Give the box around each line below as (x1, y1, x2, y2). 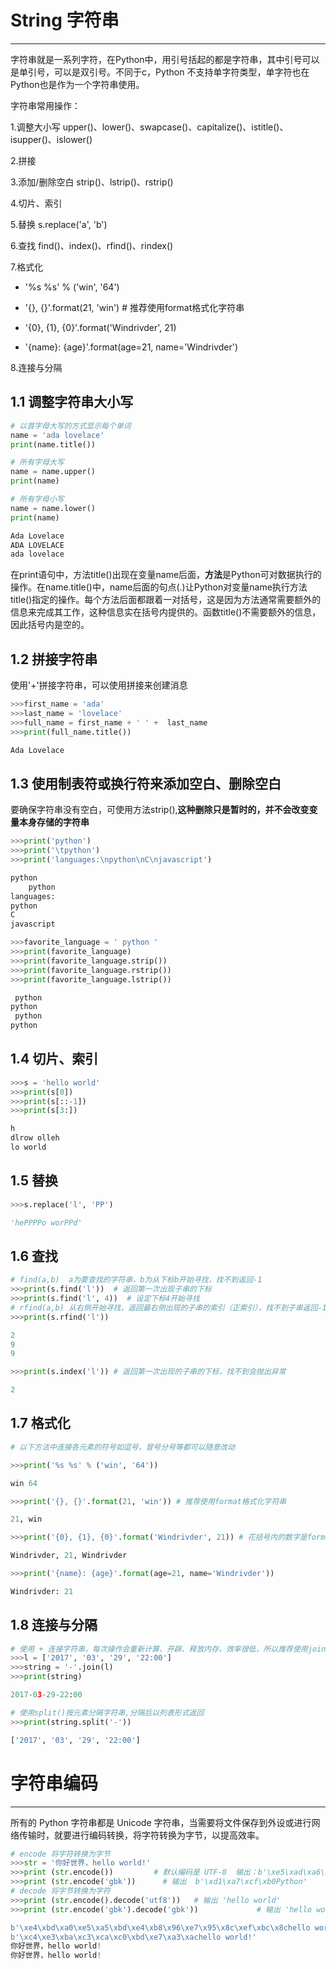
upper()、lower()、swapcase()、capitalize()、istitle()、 (62, 121, 289, 133)
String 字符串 (10, 9, 120, 32)
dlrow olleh (10, 1133, 60, 1143)
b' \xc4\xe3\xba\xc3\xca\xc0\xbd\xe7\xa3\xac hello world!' (10, 1932, 257, 1942)
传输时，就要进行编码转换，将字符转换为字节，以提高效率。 (18, 1829, 265, 1841)
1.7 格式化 (10, 1415, 71, 1432)
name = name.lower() (10, 503, 97, 513)
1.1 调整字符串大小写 (10, 394, 134, 411)
